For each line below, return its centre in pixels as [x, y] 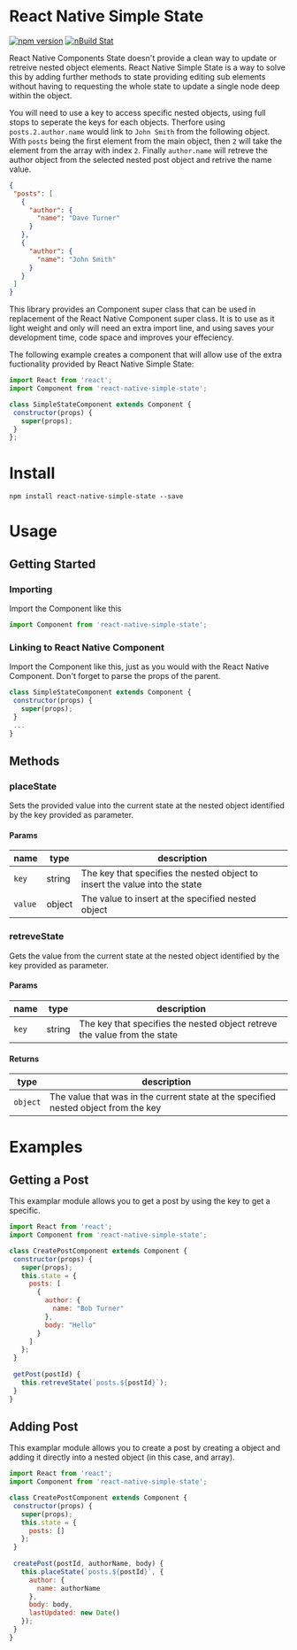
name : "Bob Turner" [88, 1309]
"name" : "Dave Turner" [79, 219]
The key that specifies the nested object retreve [178, 1023]
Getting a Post [49, 1180]
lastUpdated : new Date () [75, 1613]
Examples [46, 1147]
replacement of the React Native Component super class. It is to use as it [142, 319]
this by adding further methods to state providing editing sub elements [137, 76]
